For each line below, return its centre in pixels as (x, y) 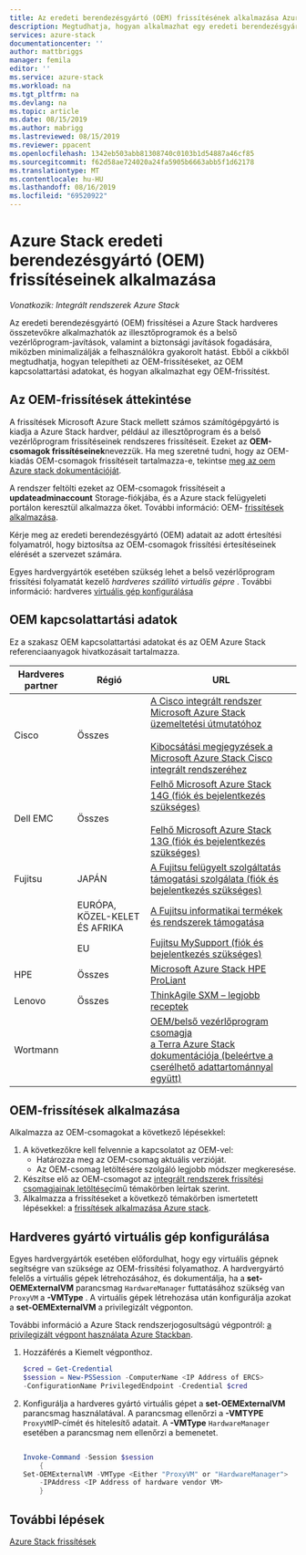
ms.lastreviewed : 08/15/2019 (65, 137)
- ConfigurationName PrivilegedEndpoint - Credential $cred (135, 1386)
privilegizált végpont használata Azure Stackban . (101, 1335)
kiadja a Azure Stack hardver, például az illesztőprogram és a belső (135, 431)
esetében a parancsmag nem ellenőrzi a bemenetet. (120, 1432)
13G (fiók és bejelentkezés (208, 841)
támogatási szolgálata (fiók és (214, 878)
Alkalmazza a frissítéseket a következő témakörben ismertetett (140, 1198)
